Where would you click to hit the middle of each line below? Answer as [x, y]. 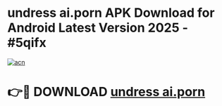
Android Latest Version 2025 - [98, 28]
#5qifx [27, 43]
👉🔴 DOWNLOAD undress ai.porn [106, 92]
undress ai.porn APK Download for [111, 13]
